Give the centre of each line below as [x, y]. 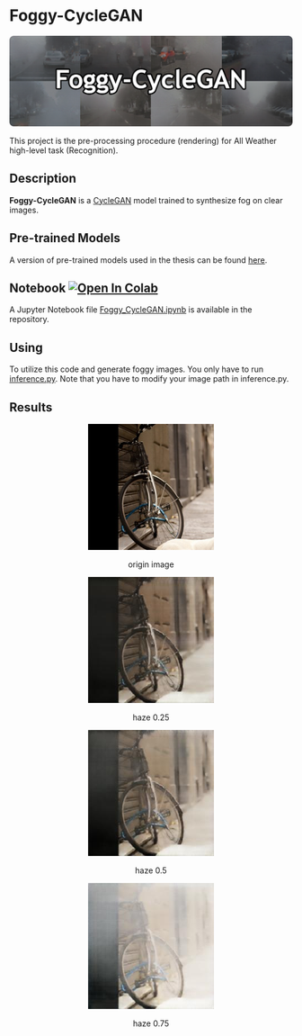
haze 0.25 [151, 717]
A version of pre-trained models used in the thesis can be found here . [138, 260]
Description [43, 179]
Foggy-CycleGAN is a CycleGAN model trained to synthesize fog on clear [146, 200]
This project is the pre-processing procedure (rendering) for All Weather [143, 140]
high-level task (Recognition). [64, 150]
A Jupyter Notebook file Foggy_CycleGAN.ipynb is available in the [131, 310]
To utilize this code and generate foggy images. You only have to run [137, 369]
